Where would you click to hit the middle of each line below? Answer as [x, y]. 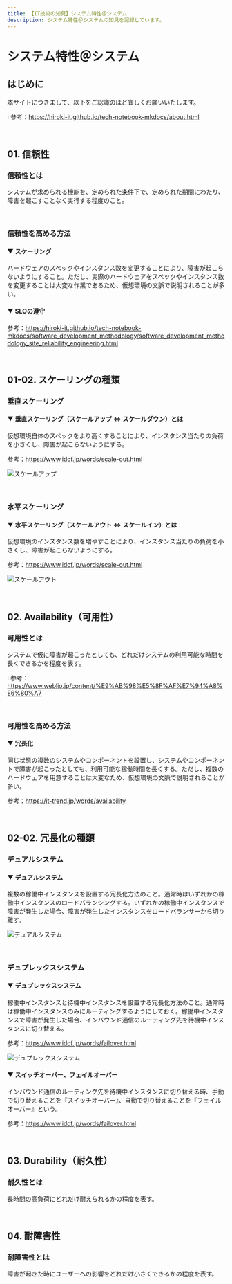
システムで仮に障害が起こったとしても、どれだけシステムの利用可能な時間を [115, 654]
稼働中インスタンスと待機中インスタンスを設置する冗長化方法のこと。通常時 [116, 1002]
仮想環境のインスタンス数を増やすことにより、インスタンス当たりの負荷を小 [116, 541]
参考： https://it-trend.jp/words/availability [67, 801]
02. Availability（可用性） [63, 617]
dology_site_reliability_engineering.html [63, 343]
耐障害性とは [29, 1257]
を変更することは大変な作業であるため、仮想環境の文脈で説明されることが [113, 285]
